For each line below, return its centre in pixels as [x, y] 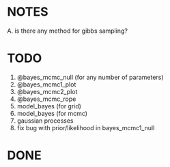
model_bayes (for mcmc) [52, 113]
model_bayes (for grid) [49, 106]
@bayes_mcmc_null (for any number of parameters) [90, 77]
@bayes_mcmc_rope [46, 99]
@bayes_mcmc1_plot [46, 84]
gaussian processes [45, 121]
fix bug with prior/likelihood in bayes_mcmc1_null [86, 127]
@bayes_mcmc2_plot [47, 91]
